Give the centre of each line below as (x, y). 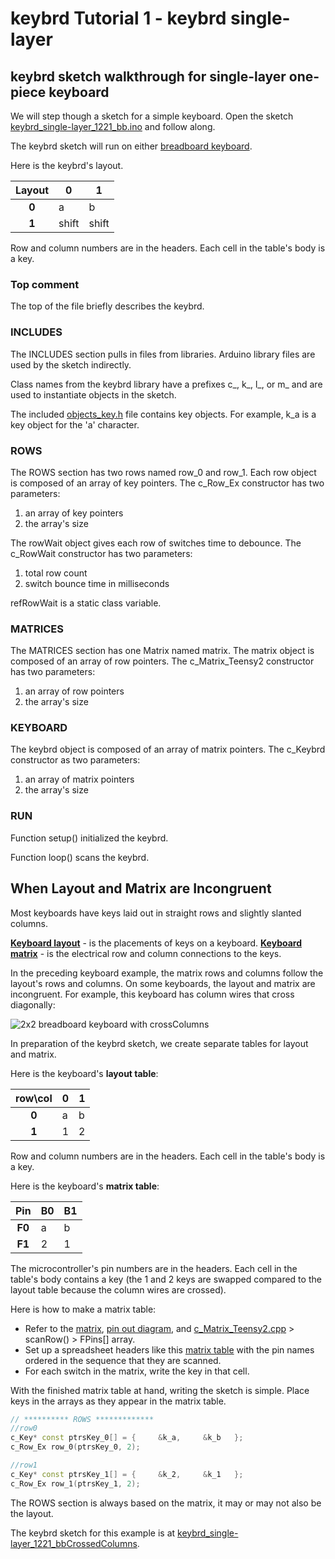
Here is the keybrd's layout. (67, 165)
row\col (34, 1098)
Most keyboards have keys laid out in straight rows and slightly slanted (156, 913)
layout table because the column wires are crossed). (118, 1289)
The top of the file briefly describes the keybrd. (107, 306)
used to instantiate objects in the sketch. (93, 394)
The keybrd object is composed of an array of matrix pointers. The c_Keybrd (168, 749)
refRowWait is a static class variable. (86, 603)
